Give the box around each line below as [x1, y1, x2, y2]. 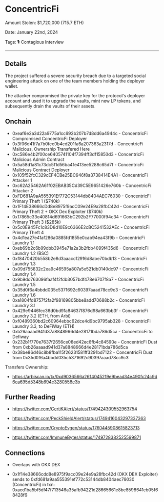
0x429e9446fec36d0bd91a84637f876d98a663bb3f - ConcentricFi [12, 308, 148, 314]
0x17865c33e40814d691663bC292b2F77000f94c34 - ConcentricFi [12, 213, 149, 219]
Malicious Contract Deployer [12, 167, 70, 173]
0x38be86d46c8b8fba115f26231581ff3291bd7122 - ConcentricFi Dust [12, 349, 153, 355]
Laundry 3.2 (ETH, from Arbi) [12, 313, 71, 318]
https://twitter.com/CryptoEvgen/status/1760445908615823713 [12, 425, 140, 431]
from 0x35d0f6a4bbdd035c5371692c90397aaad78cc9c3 [12, 354, 129, 360]
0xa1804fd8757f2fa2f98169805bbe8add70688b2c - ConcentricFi [12, 297, 145, 303]
